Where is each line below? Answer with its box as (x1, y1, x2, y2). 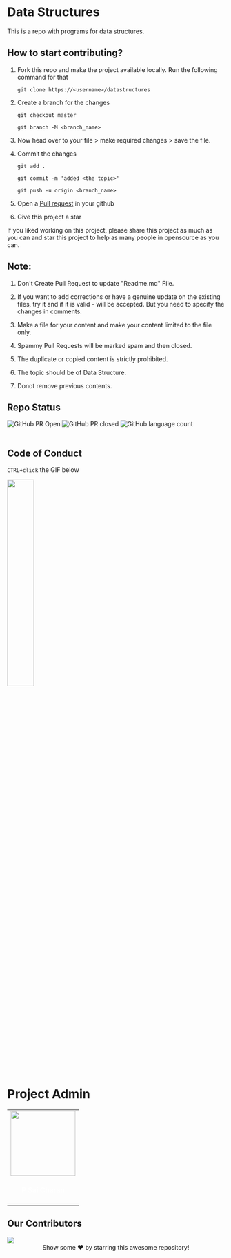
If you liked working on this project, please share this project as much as (7, 226, 213, 234)
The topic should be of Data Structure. (17, 368, 126, 376)
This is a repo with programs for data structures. (7, 27, 145, 35)
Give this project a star (17, 212, 81, 221)
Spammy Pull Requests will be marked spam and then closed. (17, 341, 192, 349)
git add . (17, 163, 46, 170)
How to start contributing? (7, 47, 123, 59)
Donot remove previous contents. (17, 381, 112, 390)
